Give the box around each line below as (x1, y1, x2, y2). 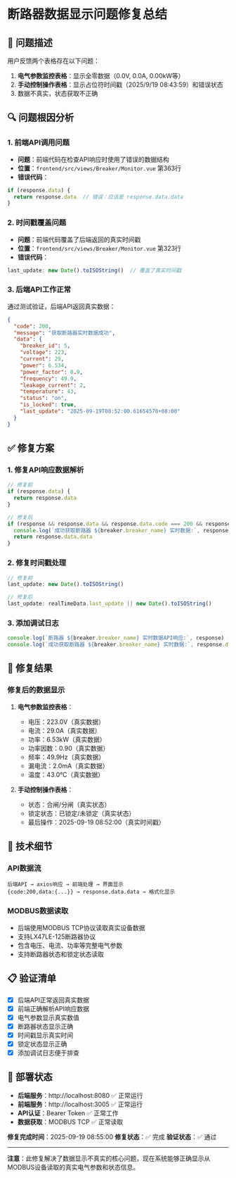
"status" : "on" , (20, 395, 68, 402)
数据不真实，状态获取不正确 (17, 89, 98, 97)
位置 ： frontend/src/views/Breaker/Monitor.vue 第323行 (17, 244, 181, 252)
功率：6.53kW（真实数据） (27, 735, 107, 744)
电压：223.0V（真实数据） (27, 718, 105, 726)
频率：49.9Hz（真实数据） (27, 753, 105, 761)
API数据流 (7, 863, 41, 873)
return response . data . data (13, 533, 93, 541)
